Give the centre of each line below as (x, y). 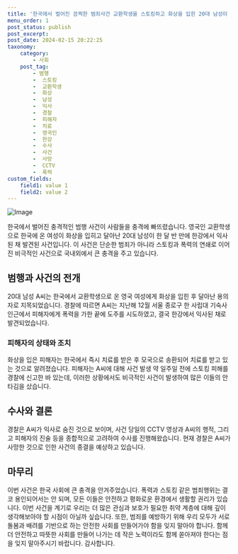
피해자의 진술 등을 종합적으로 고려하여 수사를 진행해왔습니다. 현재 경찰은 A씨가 (123, 438)
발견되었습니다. (28, 323)
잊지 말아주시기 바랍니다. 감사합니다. (65, 543)
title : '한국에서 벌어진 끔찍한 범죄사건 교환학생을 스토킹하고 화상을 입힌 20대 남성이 (118, 14)
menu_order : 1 (28, 21)
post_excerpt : (28, 34)
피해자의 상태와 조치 (39, 343)
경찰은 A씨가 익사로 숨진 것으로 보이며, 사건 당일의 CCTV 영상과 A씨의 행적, (112, 429)
